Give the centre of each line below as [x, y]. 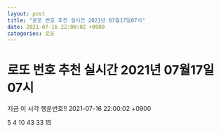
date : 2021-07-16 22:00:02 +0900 [56, 27]
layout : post [26, 14]
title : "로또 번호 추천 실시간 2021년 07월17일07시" [76, 20]
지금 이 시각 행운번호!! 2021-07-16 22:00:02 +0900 [79, 109]
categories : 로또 [31, 33]
